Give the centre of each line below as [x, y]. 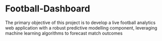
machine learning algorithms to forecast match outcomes [64, 33]
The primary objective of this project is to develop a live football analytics [81, 22]
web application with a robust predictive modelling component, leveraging [81, 27]
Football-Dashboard [48, 9]
